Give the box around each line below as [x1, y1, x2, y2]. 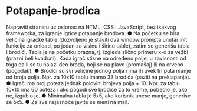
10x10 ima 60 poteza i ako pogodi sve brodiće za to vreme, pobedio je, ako [6, 86, 188, 93]
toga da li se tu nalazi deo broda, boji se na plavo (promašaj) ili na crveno [6, 60, 184, 68]
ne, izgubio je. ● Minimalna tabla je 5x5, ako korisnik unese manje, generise [6, 92, 191, 99]
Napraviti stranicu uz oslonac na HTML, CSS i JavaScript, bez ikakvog [6, 23, 176, 31]
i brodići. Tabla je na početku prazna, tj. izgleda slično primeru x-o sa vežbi [6, 48, 189, 55]
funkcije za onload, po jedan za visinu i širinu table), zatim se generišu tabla [6, 42, 190, 49]
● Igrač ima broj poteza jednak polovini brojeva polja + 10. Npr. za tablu [6, 79, 180, 86]
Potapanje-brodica [6, 4, 100, 18]
